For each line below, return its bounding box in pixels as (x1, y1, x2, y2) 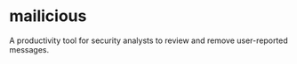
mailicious (9, 6, 87, 26)
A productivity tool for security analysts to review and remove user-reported (9, 35, 289, 46)
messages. (9, 44, 50, 54)
